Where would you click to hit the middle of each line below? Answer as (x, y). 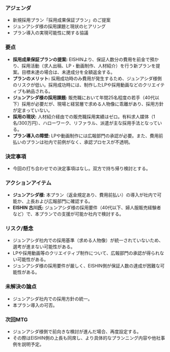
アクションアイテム (28, 183)
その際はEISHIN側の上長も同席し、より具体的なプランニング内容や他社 (87, 338)
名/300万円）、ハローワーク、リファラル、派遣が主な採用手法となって (85, 123)
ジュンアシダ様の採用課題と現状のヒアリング (59, 26)
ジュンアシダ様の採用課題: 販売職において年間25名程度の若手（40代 (84, 97)
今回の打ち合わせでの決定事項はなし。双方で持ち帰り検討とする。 (81, 168)
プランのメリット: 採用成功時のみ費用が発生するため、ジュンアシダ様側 (87, 78)
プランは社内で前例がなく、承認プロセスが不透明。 (79, 142)
